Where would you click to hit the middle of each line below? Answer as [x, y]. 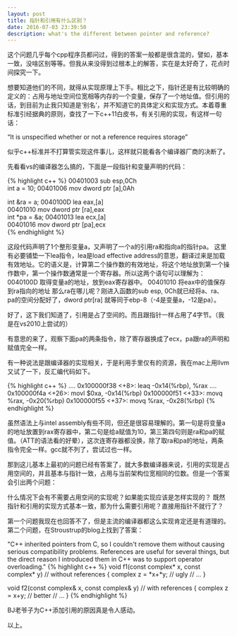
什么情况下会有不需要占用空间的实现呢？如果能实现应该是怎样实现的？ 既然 [116, 497]
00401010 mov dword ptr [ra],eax [56, 210]
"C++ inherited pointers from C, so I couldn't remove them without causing [116, 544]
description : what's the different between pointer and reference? [109, 34]
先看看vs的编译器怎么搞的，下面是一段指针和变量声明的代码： [97, 166]
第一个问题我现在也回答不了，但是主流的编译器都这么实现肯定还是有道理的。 [119, 521]
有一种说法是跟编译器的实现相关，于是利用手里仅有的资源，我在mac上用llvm [119, 363]
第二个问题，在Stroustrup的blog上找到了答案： [75, 530]
